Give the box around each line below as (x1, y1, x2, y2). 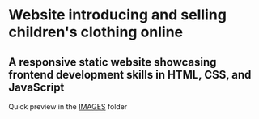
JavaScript (8, 80, 65, 94)
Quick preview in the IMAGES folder (8, 102, 128, 111)
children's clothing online (8, 23, 184, 41)
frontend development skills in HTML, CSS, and (8, 67, 252, 82)
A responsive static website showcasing (8, 55, 217, 69)
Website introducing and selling (8, 6, 227, 24)
